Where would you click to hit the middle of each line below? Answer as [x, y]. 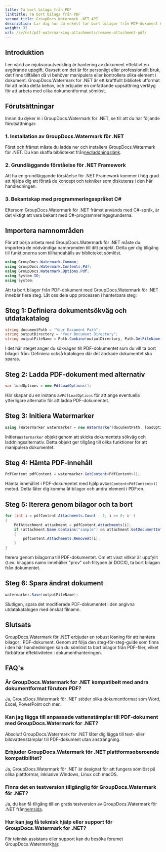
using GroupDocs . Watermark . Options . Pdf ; [47, 271]
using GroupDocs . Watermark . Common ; [42, 262]
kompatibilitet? [23, 758]
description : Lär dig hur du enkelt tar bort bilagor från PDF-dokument [82, 23]
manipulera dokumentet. [30, 447]
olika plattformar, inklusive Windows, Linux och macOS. [62, 774]
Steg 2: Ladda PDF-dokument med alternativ [75, 374]
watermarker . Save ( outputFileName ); [42, 595]
